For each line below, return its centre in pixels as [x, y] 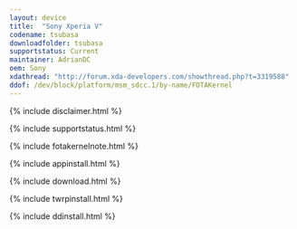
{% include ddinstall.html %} [62, 216]
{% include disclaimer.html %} [66, 110]
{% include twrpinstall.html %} [67, 198]
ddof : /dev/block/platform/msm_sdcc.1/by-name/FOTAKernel [121, 85]
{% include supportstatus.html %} [73, 129]
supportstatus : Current [54, 52]
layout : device [38, 18]
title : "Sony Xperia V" [56, 26]
